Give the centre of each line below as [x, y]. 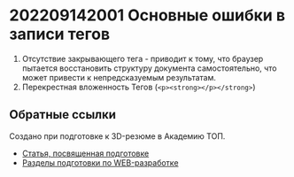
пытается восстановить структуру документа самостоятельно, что [149, 68]
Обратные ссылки [63, 115]
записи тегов [60, 34]
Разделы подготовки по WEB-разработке [100, 162]
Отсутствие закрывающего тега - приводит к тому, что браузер [143, 58]
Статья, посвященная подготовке [85, 153]
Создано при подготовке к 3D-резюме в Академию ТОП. [117, 136]
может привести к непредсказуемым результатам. [119, 77]
